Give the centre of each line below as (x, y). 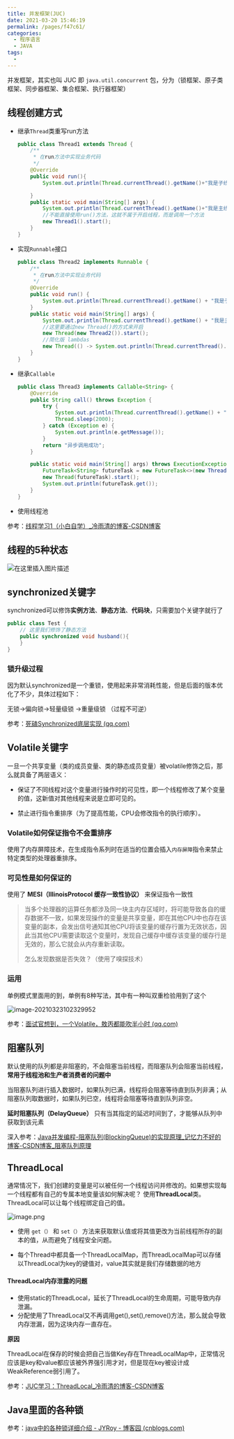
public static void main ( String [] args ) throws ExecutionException (130, 464)
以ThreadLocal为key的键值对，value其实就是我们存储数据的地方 (109, 1264)
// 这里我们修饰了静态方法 (53, 630)
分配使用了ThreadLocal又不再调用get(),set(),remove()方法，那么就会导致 (122, 1315)
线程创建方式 (35, 113)
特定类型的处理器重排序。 (44, 858)
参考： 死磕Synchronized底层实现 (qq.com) (69, 723)
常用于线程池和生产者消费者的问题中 (59, 1075)
